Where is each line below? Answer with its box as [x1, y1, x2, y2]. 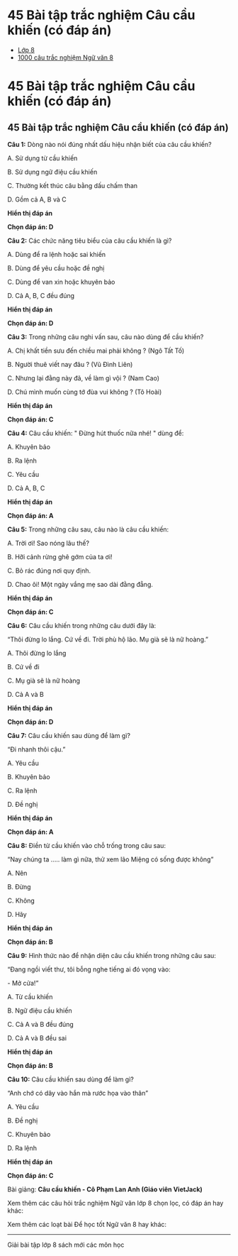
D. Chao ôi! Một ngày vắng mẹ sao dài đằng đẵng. [7, 580, 154, 588]
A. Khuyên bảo [7, 442, 51, 451]
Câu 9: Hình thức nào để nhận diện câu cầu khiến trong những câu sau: [7, 951, 216, 959]
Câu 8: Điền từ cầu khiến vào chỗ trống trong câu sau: [7, 841, 166, 849]
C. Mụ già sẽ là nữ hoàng [7, 676, 80, 685]
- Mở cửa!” [7, 979, 39, 987]
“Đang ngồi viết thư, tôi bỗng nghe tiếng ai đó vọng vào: [7, 965, 171, 974]
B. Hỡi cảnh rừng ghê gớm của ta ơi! [7, 552, 113, 561]
